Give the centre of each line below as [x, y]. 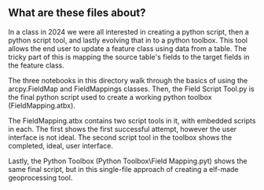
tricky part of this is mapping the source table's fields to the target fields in [129, 57]
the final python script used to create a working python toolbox [110, 97]
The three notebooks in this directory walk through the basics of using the [128, 80]
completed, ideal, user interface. [61, 145]
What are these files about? [77, 13]
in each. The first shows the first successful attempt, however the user [123, 129]
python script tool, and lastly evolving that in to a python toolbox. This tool [128, 40]
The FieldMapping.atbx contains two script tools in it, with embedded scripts [132, 120]
